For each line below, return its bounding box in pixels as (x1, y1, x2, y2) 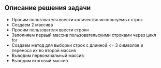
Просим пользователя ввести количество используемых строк (11, 16, 143, 22)
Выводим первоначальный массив (11, 53, 84, 58)
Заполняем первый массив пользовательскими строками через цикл (11, 32, 157, 38)
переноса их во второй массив (11, 47, 76, 53)
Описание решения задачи (4, 4, 91, 12)
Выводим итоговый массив (11, 57, 68, 63)
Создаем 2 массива (11, 22, 53, 27)
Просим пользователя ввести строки (11, 27, 89, 33)
